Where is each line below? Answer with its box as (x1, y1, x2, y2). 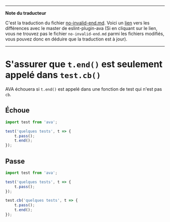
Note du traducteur (5, 10, 47, 16)
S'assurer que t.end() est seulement (5, 59, 163, 70)
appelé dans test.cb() (5, 69, 101, 81)
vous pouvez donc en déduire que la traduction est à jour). (5, 36, 127, 42)
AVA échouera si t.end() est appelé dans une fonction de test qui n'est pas (5, 86, 162, 92)
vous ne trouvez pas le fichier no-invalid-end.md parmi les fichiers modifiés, (5, 31, 164, 36)
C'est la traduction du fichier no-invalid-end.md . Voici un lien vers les (5, 20, 150, 26)
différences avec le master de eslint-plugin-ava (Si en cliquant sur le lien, (5, 25, 158, 31)
